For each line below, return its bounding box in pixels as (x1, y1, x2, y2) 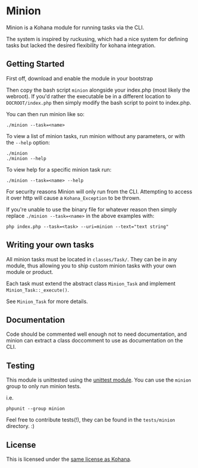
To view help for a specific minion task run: (6, 166, 112, 173)
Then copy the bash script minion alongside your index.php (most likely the (6, 86, 190, 93)
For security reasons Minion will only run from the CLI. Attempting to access (6, 188, 193, 195)
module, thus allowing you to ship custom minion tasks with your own (6, 262, 177, 269)
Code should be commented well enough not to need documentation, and (6, 330, 187, 338)
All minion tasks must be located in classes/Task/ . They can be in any (6, 255, 177, 263)
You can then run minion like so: (6, 110, 85, 117)
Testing (6, 360, 35, 370)
